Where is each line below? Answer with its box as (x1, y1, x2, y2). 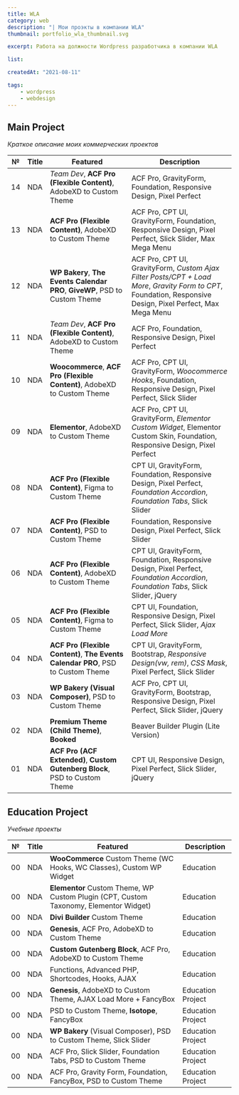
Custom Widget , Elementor (131, 423, 222, 433)
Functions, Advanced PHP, (49, 965, 139, 975)
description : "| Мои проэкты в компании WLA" (7, 23, 144, 31)
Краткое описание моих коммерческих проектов (7, 140, 159, 149)
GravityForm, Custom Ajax (131, 263, 220, 273)
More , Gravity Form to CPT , (131, 281, 223, 291)
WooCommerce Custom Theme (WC (49, 854, 174, 864)
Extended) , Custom (49, 755, 117, 765)
